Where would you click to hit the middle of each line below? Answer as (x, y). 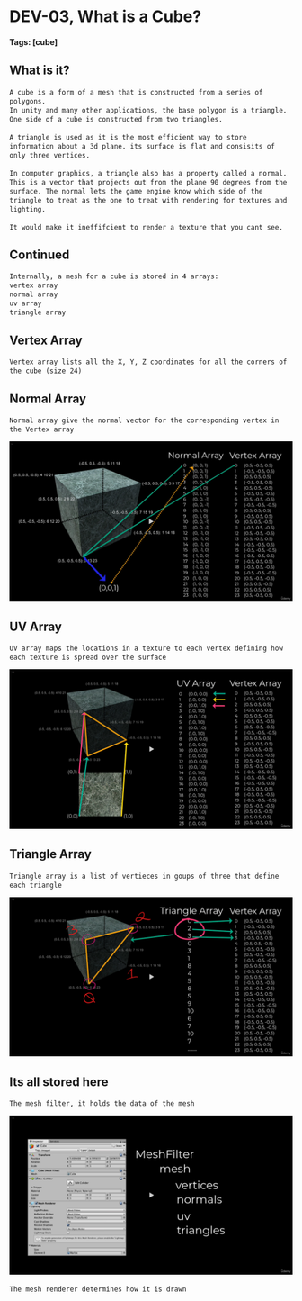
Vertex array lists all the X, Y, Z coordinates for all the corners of (148, 362)
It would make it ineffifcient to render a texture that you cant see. (146, 227)
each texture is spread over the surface (88, 658)
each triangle (36, 885)
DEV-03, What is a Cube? (106, 17)
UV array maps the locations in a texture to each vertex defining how (146, 649)
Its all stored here (59, 1082)
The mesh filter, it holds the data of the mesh (102, 1103)
